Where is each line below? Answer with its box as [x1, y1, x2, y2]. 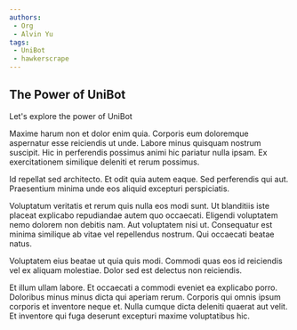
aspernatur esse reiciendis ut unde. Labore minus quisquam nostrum [9, 137, 261, 148]
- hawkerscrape [12, 54, 69, 63]
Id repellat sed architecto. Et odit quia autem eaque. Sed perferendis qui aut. [9, 173, 289, 184]
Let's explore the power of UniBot [9, 110, 133, 121]
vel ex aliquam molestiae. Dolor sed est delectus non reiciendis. [9, 264, 243, 276]
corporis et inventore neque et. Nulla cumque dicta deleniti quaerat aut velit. [9, 301, 288, 311]
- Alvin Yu [12, 29, 53, 38]
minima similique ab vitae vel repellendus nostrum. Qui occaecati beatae [9, 229, 275, 239]
